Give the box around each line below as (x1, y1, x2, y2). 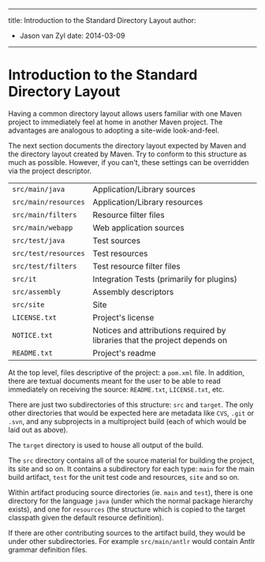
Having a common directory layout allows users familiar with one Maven (8, 108, 242, 118)
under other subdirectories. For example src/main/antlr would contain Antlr (8, 536, 256, 545)
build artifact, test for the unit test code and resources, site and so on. (8, 472, 240, 481)
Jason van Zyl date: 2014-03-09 (19, 31, 125, 40)
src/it (12, 274, 37, 283)
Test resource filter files (92, 260, 181, 272)
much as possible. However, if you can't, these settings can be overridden (8, 157, 250, 167)
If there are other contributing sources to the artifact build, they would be (8, 528, 246, 538)
